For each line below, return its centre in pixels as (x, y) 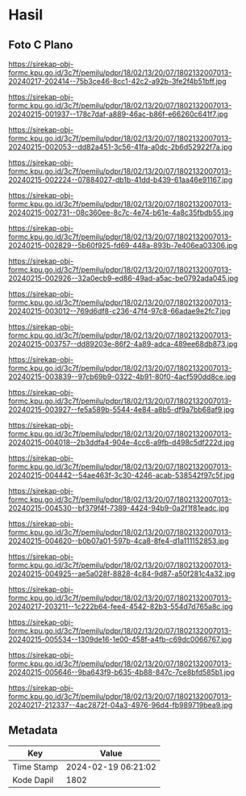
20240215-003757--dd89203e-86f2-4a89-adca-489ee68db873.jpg (123, 344)
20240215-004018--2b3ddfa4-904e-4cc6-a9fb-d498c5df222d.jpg (121, 442)
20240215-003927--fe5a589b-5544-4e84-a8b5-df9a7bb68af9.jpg (121, 409)
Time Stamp (35, 767)
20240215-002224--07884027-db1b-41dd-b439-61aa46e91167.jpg (121, 180)
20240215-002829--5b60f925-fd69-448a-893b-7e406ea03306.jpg (123, 245)
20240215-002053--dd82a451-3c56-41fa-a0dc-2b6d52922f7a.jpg (120, 147)
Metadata (33, 730)
